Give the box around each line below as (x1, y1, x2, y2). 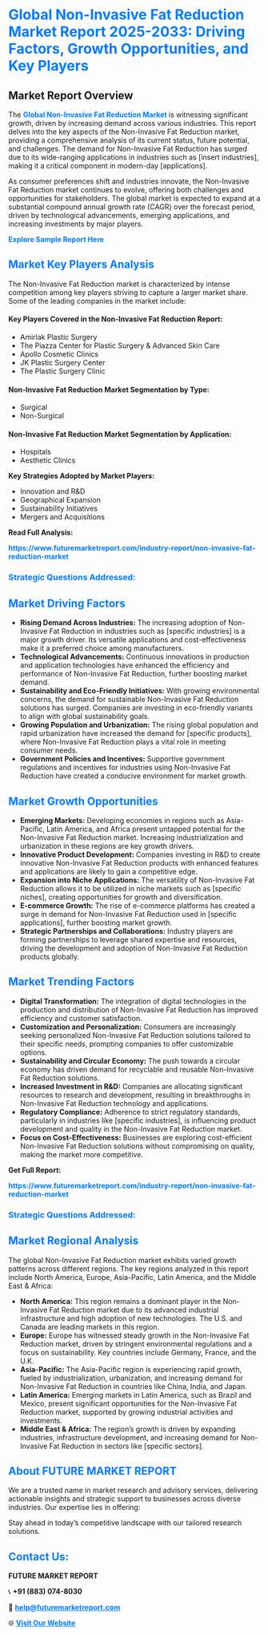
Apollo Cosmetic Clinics (19, 349, 98, 359)
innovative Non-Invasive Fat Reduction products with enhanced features (19, 858, 258, 867)
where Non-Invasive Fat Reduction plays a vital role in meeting (19, 737, 226, 747)
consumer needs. (19, 745, 78, 755)
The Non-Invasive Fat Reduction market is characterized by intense (8, 279, 230, 289)
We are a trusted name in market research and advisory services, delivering (8, 1485, 258, 1496)
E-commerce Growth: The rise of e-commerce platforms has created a (19, 900, 256, 910)
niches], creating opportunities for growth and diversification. (19, 892, 222, 902)
